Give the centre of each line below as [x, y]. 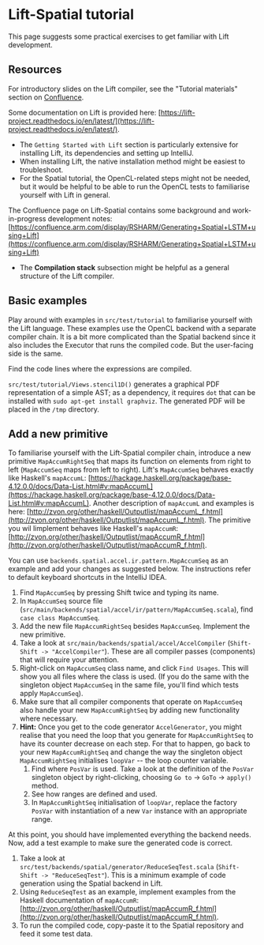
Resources [35, 70]
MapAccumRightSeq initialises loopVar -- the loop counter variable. [124, 761]
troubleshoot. [41, 169]
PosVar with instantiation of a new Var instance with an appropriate [139, 811]
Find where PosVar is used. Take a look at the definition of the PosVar [143, 769]
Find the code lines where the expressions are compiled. [100, 368]
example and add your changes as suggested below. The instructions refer [130, 569]
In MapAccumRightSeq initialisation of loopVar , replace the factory [134, 803]
